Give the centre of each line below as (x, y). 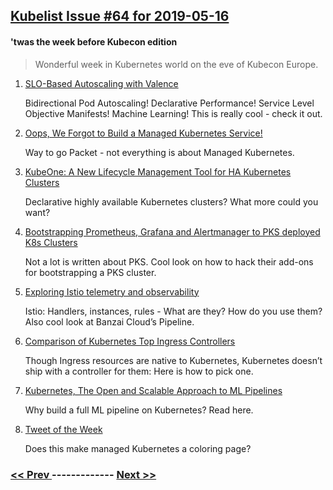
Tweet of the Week (63, 429)
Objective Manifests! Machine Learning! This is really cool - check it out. (173, 113)
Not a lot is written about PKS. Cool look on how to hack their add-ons (169, 261)
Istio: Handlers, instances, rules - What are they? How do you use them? (173, 311)
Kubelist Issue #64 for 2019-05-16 (120, 16)
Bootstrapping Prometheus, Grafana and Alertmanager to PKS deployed (172, 231)
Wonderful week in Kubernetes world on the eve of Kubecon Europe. (176, 64)
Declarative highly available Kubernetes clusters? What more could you (171, 201)
